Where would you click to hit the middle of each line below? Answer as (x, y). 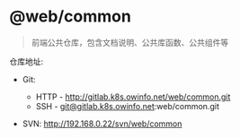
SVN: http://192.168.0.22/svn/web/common (102, 124)
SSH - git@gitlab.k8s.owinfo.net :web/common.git (128, 106)
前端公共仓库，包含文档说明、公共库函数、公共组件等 (130, 42)
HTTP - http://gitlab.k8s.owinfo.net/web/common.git (133, 97)
